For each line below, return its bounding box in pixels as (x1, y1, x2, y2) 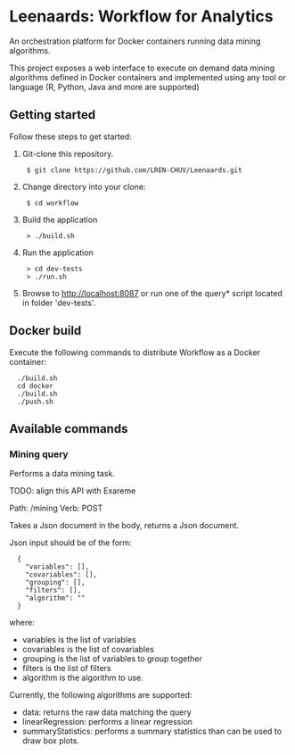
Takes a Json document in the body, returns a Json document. (9, 520, 239, 531)
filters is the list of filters (21, 663, 111, 674)
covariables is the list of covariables (21, 644, 154, 655)
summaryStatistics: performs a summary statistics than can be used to (21, 726, 283, 737)
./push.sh (17, 397, 53, 406)
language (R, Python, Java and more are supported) (9, 81, 201, 92)
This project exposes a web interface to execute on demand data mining (9, 62, 275, 73)
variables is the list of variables (21, 635, 136, 645)
